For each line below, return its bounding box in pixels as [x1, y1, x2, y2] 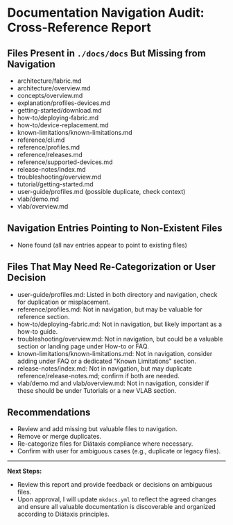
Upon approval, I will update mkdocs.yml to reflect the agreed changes [17, 495, 217, 503]
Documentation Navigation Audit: [7, 5, 205, 21]
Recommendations [7, 407, 91, 419]
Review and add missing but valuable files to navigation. [17, 425, 178, 433]
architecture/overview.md [17, 84, 91, 92]
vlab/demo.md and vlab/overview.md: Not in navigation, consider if [17, 379, 209, 387]
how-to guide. [17, 327, 58, 335]
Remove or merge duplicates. [17, 433, 102, 441]
